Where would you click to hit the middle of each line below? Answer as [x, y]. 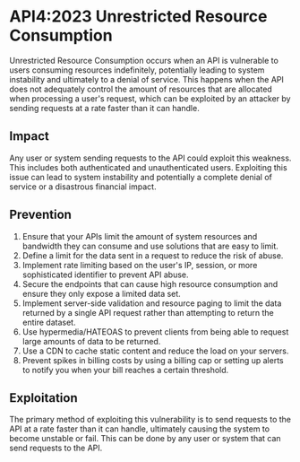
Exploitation [43, 398]
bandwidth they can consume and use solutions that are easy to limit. [150, 246]
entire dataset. [49, 322]
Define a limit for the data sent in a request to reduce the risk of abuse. [153, 255]
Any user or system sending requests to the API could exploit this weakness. [150, 158]
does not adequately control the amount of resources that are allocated [141, 89]
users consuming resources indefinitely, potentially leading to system [137, 70]
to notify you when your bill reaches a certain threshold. [125, 370]
